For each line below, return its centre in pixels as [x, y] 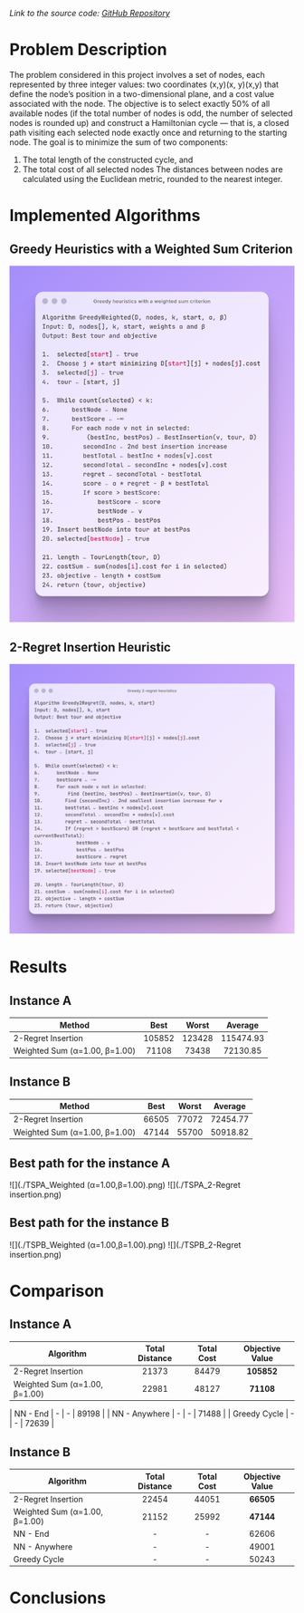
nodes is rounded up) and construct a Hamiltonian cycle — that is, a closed [149, 122]
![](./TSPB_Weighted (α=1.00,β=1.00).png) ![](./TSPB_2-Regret [125, 1244]
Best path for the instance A [90, 1163]
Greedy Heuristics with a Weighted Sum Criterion [151, 249]
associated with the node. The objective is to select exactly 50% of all [140, 103]
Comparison [57, 1291]
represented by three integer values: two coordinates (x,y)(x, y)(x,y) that [144, 84]
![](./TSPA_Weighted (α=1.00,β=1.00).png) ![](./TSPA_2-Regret [125, 1184]
